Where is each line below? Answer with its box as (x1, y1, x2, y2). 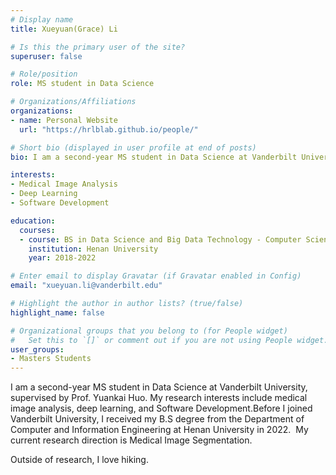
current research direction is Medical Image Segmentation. (10, 434, 253, 446)
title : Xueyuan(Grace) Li (10, 24, 118, 34)
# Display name (10, 14, 74, 25)
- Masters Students (10, 354, 92, 364)
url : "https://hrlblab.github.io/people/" (19, 124, 199, 135)
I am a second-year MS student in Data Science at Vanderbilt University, (10, 381, 308, 393)
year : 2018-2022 (28, 253, 97, 263)
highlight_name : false (10, 307, 105, 318)
